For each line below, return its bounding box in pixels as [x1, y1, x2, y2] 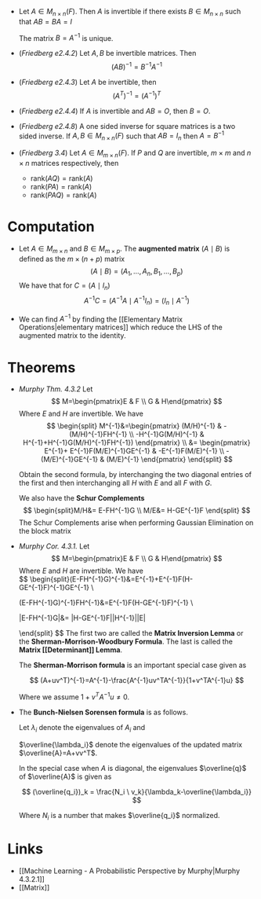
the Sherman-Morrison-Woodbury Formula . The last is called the [18, 637, 233, 647]
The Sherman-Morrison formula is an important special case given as [18, 660, 247, 670]
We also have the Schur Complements [18, 494, 145, 503]
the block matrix [18, 527, 71, 536]
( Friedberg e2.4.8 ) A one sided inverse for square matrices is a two [18, 121, 236, 130]
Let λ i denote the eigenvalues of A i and [18, 723, 146, 734]
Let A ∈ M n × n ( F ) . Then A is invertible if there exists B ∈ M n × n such [18, 7, 241, 18]
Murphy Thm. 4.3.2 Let [18, 384, 93, 394]
